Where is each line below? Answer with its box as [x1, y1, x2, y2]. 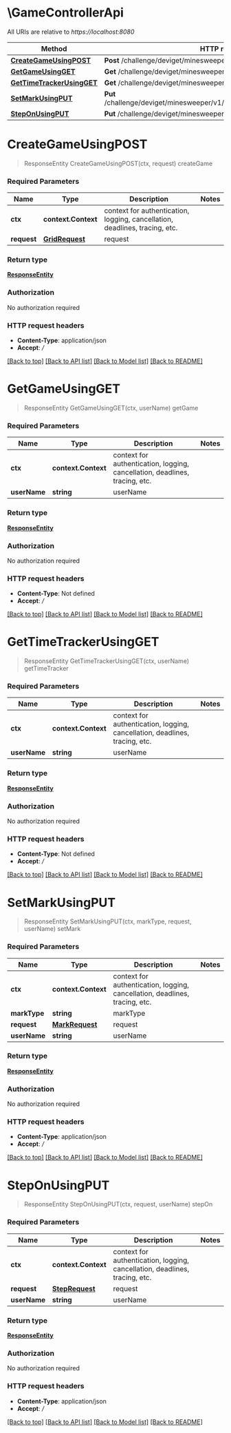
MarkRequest [52, 1019, 98, 1029]
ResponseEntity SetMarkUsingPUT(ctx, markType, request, [23, 917, 192, 925]
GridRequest [43, 234, 86, 244]
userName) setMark [23, 925, 81, 933]
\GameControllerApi [7, 5, 124, 21]
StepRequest [52, 1284, 96, 1293]
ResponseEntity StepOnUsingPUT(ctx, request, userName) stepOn [23, 1200, 213, 1209]
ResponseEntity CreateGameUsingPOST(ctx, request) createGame [23, 159, 213, 167]
